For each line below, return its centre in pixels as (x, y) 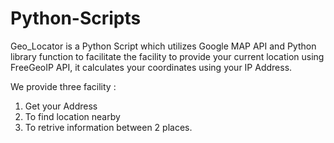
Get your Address (61, 106)
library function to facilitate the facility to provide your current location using (167, 56)
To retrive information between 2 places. (108, 127)
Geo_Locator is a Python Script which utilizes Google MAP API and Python (163, 46)
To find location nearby (72, 116)
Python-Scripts (76, 18)
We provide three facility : (63, 86)
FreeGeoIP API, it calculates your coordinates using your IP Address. (151, 67)
